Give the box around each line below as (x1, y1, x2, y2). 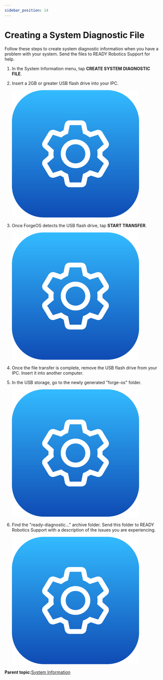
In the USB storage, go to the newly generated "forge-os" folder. (11, 379, 142, 385)
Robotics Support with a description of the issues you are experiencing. (11, 527, 156, 532)
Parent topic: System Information (4, 669, 71, 675)
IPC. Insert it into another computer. (11, 370, 83, 376)
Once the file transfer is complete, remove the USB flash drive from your (11, 364, 157, 371)
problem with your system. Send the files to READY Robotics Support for (4, 51, 150, 57)
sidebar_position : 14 (4, 8, 49, 13)
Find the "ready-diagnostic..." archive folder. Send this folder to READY (11, 522, 155, 528)
